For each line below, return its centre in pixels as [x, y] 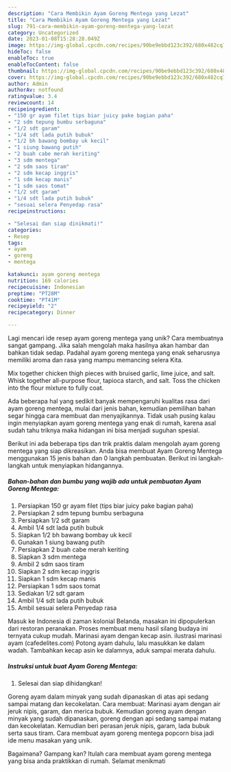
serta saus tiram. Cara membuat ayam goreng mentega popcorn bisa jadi [111, 733]
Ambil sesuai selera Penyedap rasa [67, 607]
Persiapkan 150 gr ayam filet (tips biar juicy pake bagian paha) [106, 506]
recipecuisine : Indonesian [46, 287]
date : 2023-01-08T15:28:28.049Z [54, 39]
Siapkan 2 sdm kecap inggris [59, 571]
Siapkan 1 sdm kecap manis [57, 578]
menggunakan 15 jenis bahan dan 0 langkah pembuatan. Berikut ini [102, 458]
